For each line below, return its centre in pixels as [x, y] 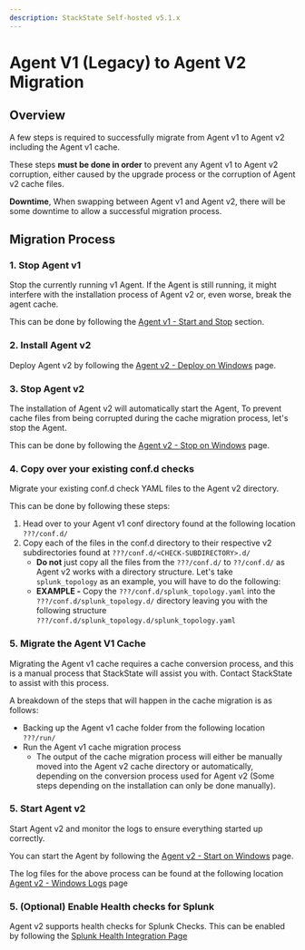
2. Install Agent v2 [50, 346]
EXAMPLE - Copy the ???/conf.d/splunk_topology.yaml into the [156, 592]
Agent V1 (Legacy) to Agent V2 [128, 62]
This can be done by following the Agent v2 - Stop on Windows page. [140, 445]
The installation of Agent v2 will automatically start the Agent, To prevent [146, 408]
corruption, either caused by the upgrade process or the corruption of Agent [152, 174]
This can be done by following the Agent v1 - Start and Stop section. [137, 322]
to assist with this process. [59, 682]
